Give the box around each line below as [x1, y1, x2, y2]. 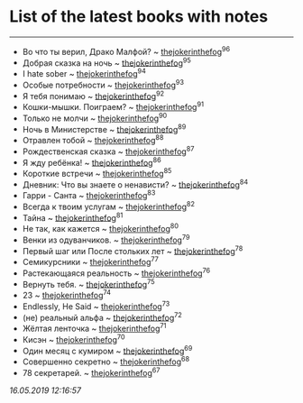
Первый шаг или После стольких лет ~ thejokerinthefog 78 [22, 243, 243, 256]
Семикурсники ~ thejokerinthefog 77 [22, 255, 160, 268]
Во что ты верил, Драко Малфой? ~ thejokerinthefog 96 [22, 44, 231, 57]
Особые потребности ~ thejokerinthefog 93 [22, 78, 185, 90]
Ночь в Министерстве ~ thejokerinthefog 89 [22, 122, 187, 134]
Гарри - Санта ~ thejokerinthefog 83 [22, 188, 156, 201]
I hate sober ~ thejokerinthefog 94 [22, 67, 147, 78]
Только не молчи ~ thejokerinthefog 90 [22, 111, 168, 124]
